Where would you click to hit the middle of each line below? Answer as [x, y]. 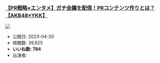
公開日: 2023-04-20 [33, 36]
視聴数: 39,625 [27, 43]
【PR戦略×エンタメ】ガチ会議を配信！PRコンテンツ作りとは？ [80, 7]
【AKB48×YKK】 [26, 15]
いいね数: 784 [27, 49]
